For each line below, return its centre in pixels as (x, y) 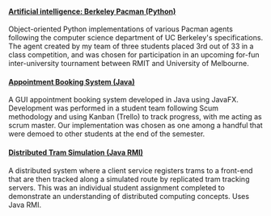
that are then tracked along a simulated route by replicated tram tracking (129, 179)
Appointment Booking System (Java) (72, 81)
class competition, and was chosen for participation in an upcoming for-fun (134, 55)
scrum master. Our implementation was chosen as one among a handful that (135, 126)
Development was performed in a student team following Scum (114, 108)
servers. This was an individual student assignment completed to (116, 187)
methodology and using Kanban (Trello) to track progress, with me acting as (135, 117)
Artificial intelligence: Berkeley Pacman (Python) (92, 11)
